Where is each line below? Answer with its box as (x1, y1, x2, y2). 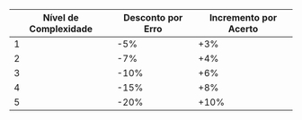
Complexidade (29, 22, 93, 35)
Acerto (227, 22, 259, 35)
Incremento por (209, 12, 277, 23)
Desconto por (122, 12, 183, 23)
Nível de (42, 12, 79, 23)
